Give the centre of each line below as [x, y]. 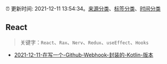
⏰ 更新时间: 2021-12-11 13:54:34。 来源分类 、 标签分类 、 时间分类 [83, 9]
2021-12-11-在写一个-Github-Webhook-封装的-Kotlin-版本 [84, 55]
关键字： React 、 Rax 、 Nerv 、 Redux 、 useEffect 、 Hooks [84, 42]
